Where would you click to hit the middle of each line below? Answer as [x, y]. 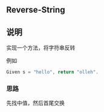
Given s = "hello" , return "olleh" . [52, 72]
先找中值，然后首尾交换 [35, 103]
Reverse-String [36, 10]
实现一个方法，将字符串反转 [41, 48]
